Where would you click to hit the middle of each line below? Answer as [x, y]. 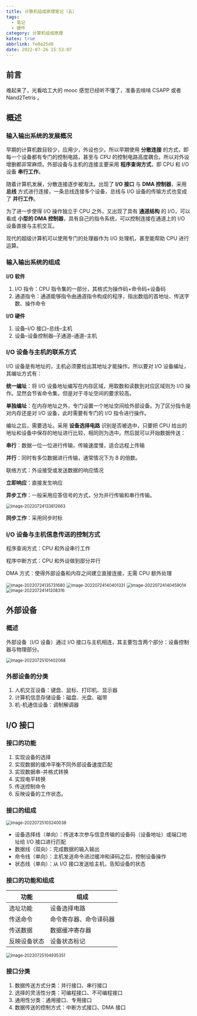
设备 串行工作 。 [25, 172]
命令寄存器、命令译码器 [83, 919]
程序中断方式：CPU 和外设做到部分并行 [53, 561]
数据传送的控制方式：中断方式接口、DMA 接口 [70, 1007]
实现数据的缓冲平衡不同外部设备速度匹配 [63, 764]
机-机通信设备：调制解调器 [47, 705]
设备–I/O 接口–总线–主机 [43, 328]
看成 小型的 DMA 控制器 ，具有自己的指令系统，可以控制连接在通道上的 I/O [96, 219]
